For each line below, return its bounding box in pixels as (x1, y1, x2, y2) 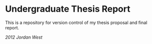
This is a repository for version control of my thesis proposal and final (5, 20, 148, 25)
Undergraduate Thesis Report (5, 3, 131, 15)
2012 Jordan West (5, 34, 43, 40)
